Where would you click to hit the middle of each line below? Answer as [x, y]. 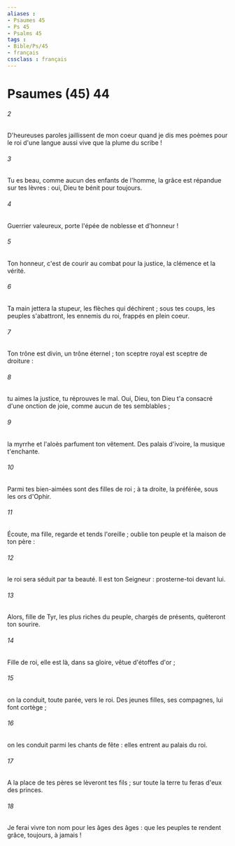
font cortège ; [27, 707]
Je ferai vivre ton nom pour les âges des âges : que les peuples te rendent [114, 828]
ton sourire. [24, 624]
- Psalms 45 [24, 33]
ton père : [21, 541]
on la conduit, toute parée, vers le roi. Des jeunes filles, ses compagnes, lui [115, 700]
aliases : [22, 14]
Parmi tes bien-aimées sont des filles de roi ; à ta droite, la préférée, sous [113, 489]
